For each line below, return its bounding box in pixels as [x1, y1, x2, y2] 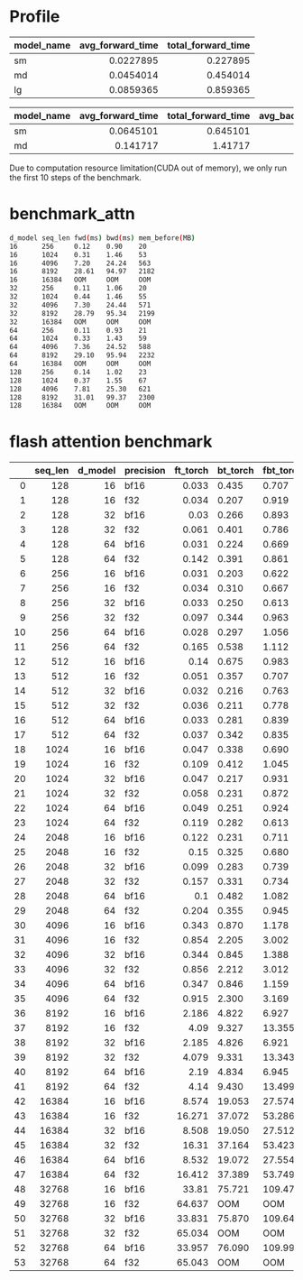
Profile [9, 6, 60, 27]
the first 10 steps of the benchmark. [9, 171, 142, 182]
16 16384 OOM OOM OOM [9, 275, 151, 285]
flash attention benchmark [9, 431, 213, 452]
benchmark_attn [9, 204, 135, 225]
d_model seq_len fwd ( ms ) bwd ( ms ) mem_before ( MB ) [9, 233, 196, 243]
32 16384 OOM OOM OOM [9, 318, 151, 327]
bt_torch [217, 465, 254, 477]
